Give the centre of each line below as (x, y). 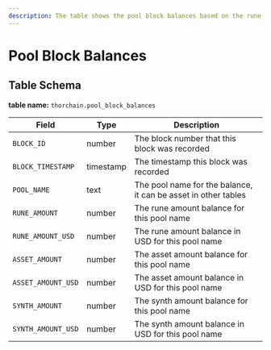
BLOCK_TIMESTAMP (44, 167)
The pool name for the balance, (194, 185)
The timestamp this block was (191, 161)
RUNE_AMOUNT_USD (44, 236)
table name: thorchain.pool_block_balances (82, 105)
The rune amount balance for (190, 208)
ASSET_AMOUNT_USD (46, 282)
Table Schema (45, 85)
